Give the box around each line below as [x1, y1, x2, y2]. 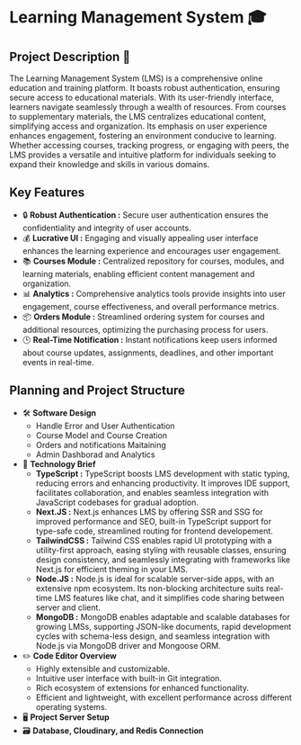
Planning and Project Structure [9, 383, 186, 399]
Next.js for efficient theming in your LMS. [35, 563, 189, 574]
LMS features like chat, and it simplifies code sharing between [53, 592, 285, 603]
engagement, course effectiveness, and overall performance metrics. [22, 301, 279, 311]
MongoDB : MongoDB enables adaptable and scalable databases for [35, 611, 290, 622]
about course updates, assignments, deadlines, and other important [22, 347, 274, 358]
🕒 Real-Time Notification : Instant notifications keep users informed [22, 334, 278, 345]
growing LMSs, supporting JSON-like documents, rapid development [35, 621, 292, 632]
